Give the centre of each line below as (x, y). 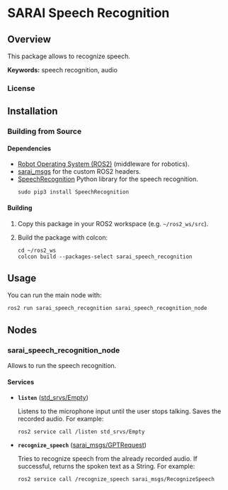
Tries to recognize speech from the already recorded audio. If (108, 459)
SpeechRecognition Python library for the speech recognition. (108, 179)
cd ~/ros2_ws (37, 250)
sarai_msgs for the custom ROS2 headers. (79, 172)
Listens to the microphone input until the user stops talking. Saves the (119, 411)
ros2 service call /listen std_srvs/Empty (81, 432)
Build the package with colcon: (63, 237)
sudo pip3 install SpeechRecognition (73, 192)
